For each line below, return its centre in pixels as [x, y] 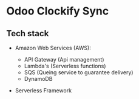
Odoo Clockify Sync [58, 11]
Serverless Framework [43, 91]
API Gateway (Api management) [64, 59]
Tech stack [28, 34]
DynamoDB [38, 79]
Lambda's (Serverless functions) [65, 66]
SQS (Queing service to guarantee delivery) [79, 72]
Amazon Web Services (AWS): [53, 48]
